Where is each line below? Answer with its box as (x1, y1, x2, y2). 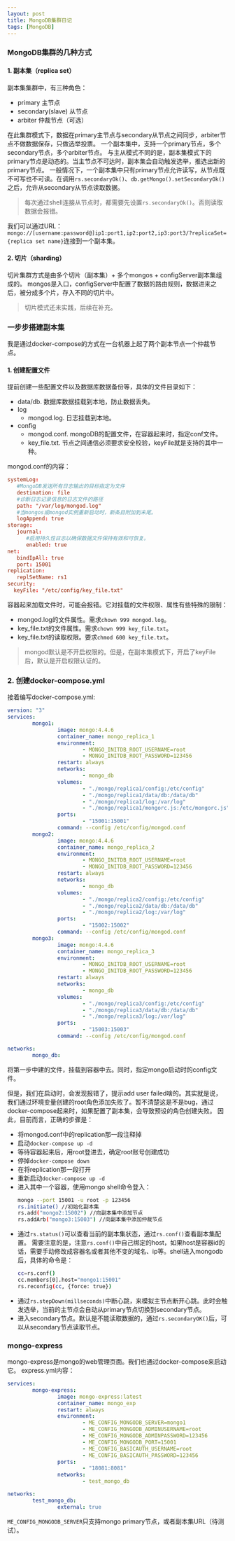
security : (7, 581, 36, 588)
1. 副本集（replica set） (7, 66, 76, 74)
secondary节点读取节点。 (29, 1322, 104, 1331)
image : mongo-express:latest (57, 1393, 142, 1400)
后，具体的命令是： (17, 1256, 73, 1264)
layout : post (7, 10, 45, 18)
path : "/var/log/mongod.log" (16, 502, 101, 509)
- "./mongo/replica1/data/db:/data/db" (82, 792, 199, 799)
